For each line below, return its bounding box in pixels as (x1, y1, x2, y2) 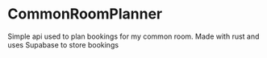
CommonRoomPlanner (7, 5, 163, 23)
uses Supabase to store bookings (7, 39, 119, 49)
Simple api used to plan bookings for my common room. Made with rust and (7, 31, 260, 41)
